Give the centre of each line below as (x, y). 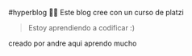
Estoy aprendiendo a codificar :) (81, 28)
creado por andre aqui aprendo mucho (73, 43)
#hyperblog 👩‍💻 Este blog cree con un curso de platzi (96, 12)
